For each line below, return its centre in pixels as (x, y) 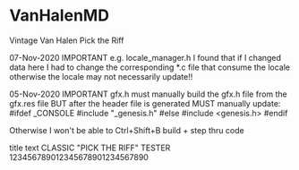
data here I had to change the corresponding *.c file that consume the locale (150, 67)
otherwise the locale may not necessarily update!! (101, 76)
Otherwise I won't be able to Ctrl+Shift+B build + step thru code (127, 130)
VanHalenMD (60, 16)
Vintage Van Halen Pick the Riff (67, 40)
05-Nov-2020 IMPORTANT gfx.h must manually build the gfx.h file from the (149, 94)
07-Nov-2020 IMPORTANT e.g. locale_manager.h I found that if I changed (145, 57)
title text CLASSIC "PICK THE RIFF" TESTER (90, 148)
